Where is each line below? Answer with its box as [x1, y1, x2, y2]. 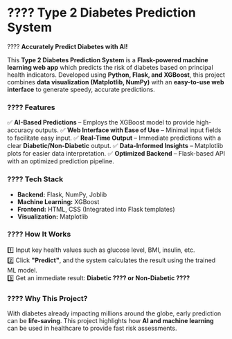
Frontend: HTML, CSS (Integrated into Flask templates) [17, 205, 175, 213]
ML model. [7, 266, 38, 274]
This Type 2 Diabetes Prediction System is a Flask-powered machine [7, 55, 209, 64]
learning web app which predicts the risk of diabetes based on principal [7, 63, 213, 71]
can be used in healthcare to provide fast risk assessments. [7, 324, 177, 333]
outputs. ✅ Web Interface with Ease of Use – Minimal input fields [35, 126, 222, 134]
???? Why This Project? [7, 293, 88, 303]
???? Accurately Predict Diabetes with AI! [7, 42, 128, 51]
